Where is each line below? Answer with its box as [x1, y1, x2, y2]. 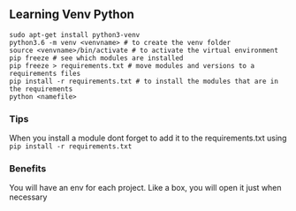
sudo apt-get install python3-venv [9, 30, 140, 39]
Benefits [9, 162, 47, 175]
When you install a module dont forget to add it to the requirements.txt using [9, 132, 287, 144]
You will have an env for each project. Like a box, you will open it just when [9, 183, 282, 193]
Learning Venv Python [9, 7, 135, 22]
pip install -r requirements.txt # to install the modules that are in [9, 77, 278, 86]
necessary [9, 192, 48, 202]
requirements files [9, 69, 81, 78]
